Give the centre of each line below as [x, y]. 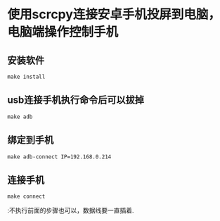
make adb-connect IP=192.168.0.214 [59, 157]
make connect [26, 197]
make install [26, 77]
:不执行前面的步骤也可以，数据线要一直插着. [71, 210]
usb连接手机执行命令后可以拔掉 [76, 100]
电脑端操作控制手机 [63, 32]
